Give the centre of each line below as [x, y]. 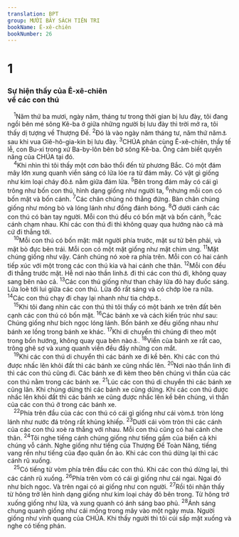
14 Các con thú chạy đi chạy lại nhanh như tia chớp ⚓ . [85, 297]
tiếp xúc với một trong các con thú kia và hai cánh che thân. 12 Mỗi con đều [117, 265]
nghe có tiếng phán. [37, 526]
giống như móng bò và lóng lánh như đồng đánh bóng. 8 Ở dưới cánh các [113, 207]
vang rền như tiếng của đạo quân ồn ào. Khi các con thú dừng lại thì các [113, 453]
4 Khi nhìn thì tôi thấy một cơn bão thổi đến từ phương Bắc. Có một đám [118, 165]
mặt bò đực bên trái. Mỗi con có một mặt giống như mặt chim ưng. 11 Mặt [113, 248]
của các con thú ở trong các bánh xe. [62, 404]
